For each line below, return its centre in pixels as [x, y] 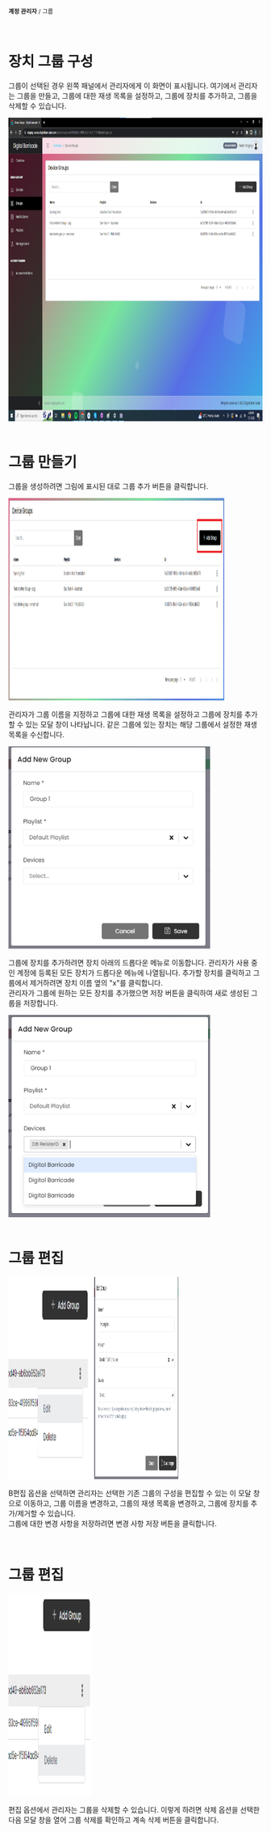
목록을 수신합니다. [37, 734]
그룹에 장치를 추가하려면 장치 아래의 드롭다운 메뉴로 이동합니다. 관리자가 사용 [129, 962]
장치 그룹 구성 [51, 62]
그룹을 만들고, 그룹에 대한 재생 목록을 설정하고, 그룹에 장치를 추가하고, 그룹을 [137, 95]
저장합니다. [41, 1003]
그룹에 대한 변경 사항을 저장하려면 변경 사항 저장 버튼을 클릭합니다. [113, 1523]
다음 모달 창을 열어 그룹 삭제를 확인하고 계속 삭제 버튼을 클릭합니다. [114, 1820]
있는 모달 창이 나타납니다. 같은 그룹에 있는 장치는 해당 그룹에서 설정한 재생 [142, 724]
